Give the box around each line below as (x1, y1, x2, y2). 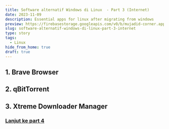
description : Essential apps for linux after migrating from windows (5, 17, 154, 22)
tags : (5, 36, 17, 41)
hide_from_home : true (5, 45, 51, 50)
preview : (5, 21, 24, 27)
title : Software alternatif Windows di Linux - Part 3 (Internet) (5, 7, 150, 13)
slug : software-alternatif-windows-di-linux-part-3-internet (5, 26, 136, 31)
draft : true (5, 49, 30, 54)
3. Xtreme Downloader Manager (5, 102, 108, 110)
